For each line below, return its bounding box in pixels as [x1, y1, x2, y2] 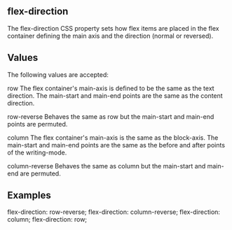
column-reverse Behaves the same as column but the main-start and [7, 161, 206, 170]
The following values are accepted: [7, 70, 109, 79]
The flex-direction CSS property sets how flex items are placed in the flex [7, 24, 219, 32]
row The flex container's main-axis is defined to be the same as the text [7, 84, 215, 92]
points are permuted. [7, 120, 68, 128]
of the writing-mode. [7, 148, 67, 157]
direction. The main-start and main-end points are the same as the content [7, 91, 223, 100]
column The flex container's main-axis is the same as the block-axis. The [7, 133, 219, 142]
